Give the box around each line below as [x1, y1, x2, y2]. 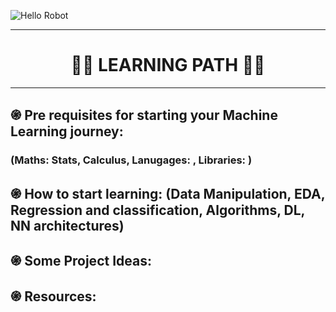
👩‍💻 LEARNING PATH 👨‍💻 [70, 54, 266, 77]
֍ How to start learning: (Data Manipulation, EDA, [10, 185, 326, 202]
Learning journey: [10, 123, 124, 140]
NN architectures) [10, 217, 125, 234]
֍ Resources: [10, 288, 97, 305]
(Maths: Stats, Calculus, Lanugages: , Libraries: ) [10, 153, 253, 167]
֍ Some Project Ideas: [10, 253, 152, 270]
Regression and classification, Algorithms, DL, [10, 201, 305, 219]
